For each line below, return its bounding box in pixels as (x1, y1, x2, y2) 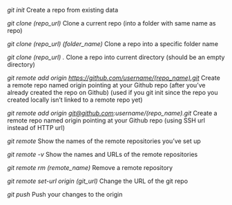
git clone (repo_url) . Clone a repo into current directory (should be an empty (7, 53, 225, 61)
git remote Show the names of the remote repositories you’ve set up (7, 137, 202, 145)
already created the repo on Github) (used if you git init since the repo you (7, 89, 219, 96)
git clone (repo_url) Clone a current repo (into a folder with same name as (7, 19, 216, 27)
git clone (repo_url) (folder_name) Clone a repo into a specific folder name (7, 40, 219, 47)
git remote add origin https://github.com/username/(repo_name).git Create (7, 74, 221, 82)
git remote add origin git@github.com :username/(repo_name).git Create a (7, 109, 217, 117)
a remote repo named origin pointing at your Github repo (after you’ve (7, 81, 206, 89)
